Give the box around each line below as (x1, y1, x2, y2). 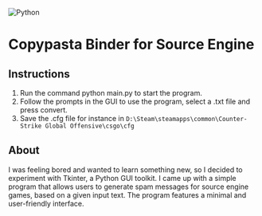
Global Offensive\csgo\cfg (45, 122, 135, 130)
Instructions (8, 67, 70, 81)
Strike (19, 122, 42, 130)
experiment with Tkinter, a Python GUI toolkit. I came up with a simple (8, 173, 237, 183)
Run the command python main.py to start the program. (19, 88, 203, 97)
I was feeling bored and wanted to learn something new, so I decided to (8, 164, 243, 175)
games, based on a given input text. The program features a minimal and (8, 190, 247, 199)
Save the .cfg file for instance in (19, 114, 125, 123)
